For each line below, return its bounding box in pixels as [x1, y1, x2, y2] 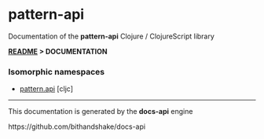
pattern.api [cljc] [19, 84, 73, 93]
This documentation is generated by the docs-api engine [8, 107, 193, 116]
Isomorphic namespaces [8, 66, 104, 77]
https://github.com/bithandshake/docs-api [8, 122, 146, 131]
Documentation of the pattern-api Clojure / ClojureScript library [8, 31, 214, 41]
